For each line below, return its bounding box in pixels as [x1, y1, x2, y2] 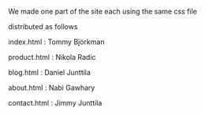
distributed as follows [8, 22, 78, 31]
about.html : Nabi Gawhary [8, 83, 95, 92]
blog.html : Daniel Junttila [8, 68, 91, 77]
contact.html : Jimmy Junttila [8, 98, 102, 107]
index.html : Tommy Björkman [8, 37, 105, 46]
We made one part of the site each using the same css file [8, 7, 197, 16]
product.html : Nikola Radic [8, 53, 96, 61]
